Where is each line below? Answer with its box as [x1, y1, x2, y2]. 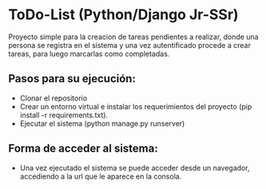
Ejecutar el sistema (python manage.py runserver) [19, 118, 185, 128]
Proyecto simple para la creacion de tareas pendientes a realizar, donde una [8, 32, 259, 41]
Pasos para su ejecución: [8, 72, 136, 85]
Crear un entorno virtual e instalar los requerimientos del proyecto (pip [19, 101, 252, 111]
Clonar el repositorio [19, 93, 88, 103]
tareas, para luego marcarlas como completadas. [8, 49, 170, 58]
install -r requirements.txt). [19, 110, 109, 120]
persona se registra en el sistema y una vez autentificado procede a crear [8, 40, 252, 49]
